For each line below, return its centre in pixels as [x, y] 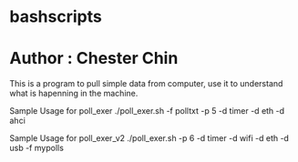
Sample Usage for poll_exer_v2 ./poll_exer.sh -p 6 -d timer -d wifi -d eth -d [149, 138]
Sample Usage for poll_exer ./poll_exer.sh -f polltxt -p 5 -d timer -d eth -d [147, 111]
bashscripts [56, 17]
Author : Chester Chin [94, 59]
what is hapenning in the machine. [74, 94]
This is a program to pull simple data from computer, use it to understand [146, 84]
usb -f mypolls [36, 148]
